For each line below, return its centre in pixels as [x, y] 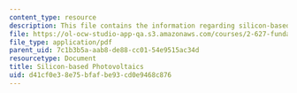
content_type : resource [53, 17]
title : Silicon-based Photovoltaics [76, 67]
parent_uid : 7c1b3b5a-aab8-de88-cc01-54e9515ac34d [104, 50]
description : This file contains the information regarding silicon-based [150, 26]
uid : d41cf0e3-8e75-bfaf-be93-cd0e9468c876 [91, 75]
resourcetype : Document [53, 58]
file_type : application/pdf [61, 42]
